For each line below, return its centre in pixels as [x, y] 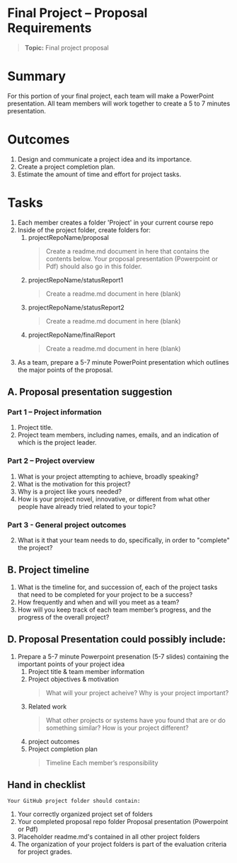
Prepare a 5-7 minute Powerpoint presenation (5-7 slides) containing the [123, 656]
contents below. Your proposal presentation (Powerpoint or [132, 258]
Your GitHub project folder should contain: [74, 801]
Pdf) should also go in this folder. [94, 266]
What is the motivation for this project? [74, 484]
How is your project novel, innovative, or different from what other [114, 499]
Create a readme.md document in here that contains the [128, 251]
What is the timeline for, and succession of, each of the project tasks [117, 587]
